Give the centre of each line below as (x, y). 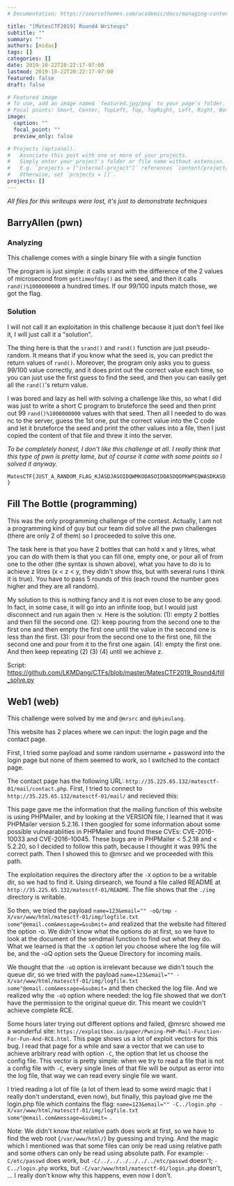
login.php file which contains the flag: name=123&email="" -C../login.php (112, 1104)
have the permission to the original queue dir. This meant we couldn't (107, 1003)
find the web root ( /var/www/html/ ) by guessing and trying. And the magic (113, 1139)
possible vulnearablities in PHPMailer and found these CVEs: (94, 832)
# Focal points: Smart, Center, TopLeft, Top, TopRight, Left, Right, (112, 110)
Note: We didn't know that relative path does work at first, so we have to (111, 1131)
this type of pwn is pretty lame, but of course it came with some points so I (115, 456)
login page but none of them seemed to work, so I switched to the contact (114, 760)
